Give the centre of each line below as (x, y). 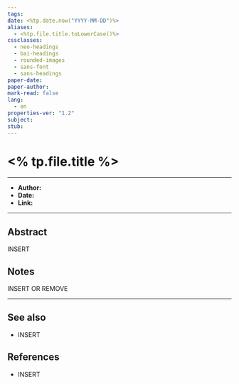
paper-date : (25, 80)
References (33, 357)
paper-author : (28, 87)
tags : (15, 14)
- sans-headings (38, 73)
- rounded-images (39, 60)
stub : (15, 126)
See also (27, 318)
